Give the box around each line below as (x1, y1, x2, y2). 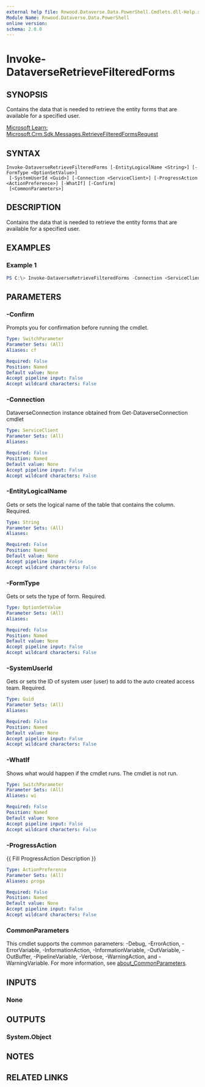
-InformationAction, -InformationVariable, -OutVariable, (42, 947, 181, 954)
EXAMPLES (6, 242, 51, 253)
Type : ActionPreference (6, 867, 67, 873)
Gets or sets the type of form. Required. (6, 593, 107, 600)
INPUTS (6, 977, 37, 987)
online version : (6, 20, 48, 26)
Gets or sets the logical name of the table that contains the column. (6, 501, 175, 508)
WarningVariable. (6, 959, 50, 967)
